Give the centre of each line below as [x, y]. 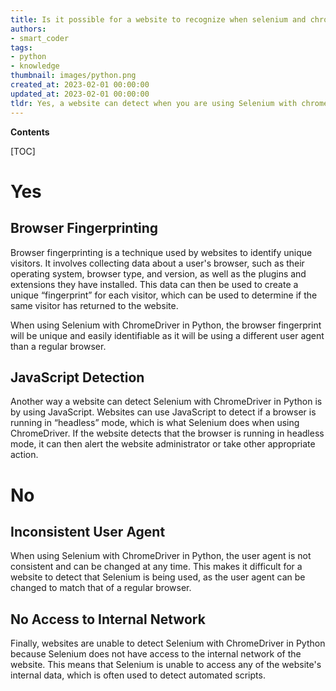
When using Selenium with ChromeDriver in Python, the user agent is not [161, 556]
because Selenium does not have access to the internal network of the [156, 654]
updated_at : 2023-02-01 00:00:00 [80, 94]
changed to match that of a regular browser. [101, 588]
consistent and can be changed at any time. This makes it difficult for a [156, 567]
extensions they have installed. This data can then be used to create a [154, 284]
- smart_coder [40, 38]
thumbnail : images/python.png [73, 76]
